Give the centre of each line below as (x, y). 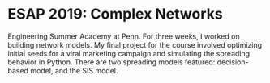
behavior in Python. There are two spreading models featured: (111, 62)
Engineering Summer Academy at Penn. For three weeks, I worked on (124, 36)
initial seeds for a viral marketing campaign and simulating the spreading (129, 53)
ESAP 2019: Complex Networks (116, 14)
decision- (233, 62)
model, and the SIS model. (74, 70)
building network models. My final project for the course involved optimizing (135, 44)
